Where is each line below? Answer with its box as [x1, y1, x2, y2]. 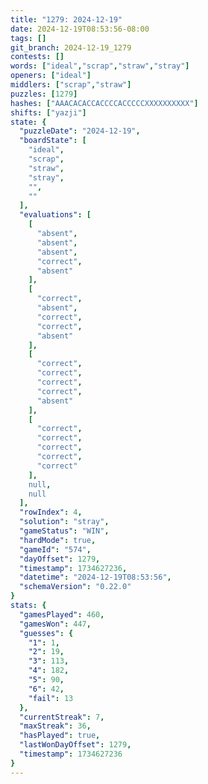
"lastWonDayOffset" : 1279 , [19, 740, 132, 750]
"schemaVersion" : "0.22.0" [19, 582, 132, 592]
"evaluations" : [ [19, 210, 92, 220]
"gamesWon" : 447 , [19, 619, 92, 629]
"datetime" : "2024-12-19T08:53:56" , [19, 572, 172, 583]
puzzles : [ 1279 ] [10, 89, 78, 99]
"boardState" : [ [19, 136, 87, 146]
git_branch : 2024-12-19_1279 [10, 42, 132, 53]
